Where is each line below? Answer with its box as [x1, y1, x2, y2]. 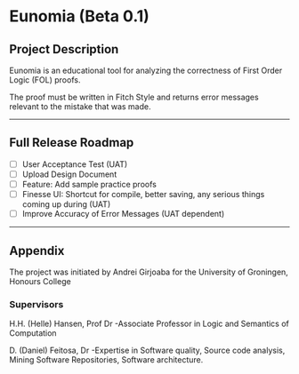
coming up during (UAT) [21, 199, 111, 210]
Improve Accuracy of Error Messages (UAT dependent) [21, 209, 225, 219]
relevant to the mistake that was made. [9, 101, 151, 112]
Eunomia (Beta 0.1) [9, 6, 149, 27]
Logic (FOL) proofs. [9, 75, 81, 85]
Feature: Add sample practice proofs [21, 179, 158, 189]
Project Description [9, 42, 119, 57]
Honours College [9, 275, 71, 286]
